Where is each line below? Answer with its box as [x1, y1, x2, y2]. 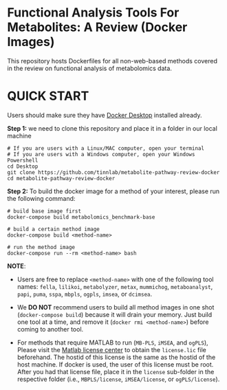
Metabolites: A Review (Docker [7, 19, 188, 35]
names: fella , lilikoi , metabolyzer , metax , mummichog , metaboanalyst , [17, 282, 213, 290]
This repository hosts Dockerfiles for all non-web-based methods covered [7, 56, 218, 65]
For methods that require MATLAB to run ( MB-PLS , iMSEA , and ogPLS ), [17, 338, 208, 347]
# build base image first [7, 208, 81, 215]
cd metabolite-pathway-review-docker [7, 175, 116, 182]
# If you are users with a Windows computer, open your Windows [7, 151, 195, 158]
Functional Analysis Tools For [7, 5, 180, 21]
